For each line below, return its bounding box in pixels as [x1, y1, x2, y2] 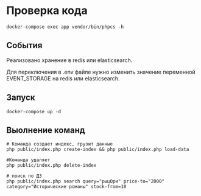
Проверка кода [6, 4, 88, 18]
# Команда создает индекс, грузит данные [6, 141, 113, 147]
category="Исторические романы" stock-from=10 [6, 184, 127, 190]
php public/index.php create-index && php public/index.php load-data [6, 147, 189, 153]
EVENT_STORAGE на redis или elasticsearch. [6, 74, 120, 82]
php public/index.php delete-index [6, 163, 97, 169]
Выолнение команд [6, 125, 85, 135]
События [6, 40, 43, 51]
